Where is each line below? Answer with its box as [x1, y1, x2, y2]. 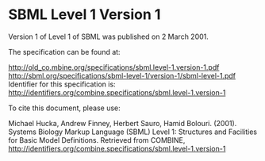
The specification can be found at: [8, 47, 121, 56]
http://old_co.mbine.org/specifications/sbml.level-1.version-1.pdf [8, 62, 220, 72]
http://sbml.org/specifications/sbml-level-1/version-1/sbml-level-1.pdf [8, 71, 236, 80]
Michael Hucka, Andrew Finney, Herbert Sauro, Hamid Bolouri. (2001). [8, 118, 237, 128]
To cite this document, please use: [8, 103, 121, 113]
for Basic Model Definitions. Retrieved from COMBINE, [8, 135, 186, 144]
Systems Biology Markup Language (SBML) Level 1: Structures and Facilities [8, 127, 258, 136]
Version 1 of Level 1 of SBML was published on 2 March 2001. [8, 32, 209, 41]
